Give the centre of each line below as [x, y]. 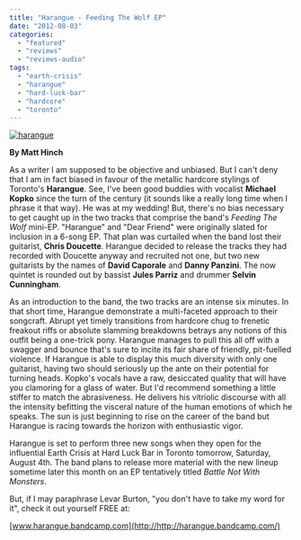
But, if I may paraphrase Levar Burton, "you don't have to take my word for [147, 499]
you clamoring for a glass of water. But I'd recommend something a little [143, 388]
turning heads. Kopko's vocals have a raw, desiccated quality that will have [148, 378]
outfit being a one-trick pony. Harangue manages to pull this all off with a [145, 340]
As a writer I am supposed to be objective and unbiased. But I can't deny [144, 170]
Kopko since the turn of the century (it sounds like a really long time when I [148, 199]
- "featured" [42, 43]
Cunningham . [35, 285]
